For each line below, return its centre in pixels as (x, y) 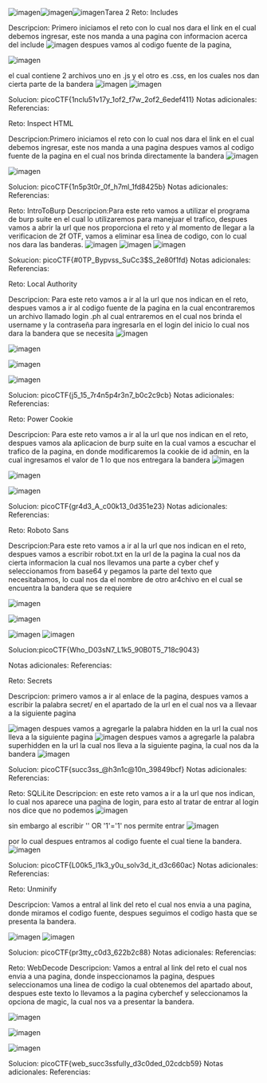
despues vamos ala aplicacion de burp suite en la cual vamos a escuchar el (132, 443)
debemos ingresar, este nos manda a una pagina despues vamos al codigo (131, 147)
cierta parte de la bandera (51, 84)
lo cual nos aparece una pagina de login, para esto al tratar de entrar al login (133, 802)
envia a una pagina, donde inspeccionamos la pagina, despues (112, 976)
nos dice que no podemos (51, 810)
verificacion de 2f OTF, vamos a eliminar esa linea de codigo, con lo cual (128, 236)
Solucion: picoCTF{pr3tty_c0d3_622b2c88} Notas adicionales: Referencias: (132, 952)
